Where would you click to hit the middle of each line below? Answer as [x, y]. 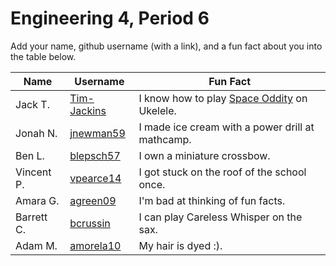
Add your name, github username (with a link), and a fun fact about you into [166, 46]
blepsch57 [95, 155]
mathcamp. [165, 139]
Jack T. [32, 104]
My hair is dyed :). [180, 245]
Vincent [33, 172]
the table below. [43, 56]
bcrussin [90, 223]
